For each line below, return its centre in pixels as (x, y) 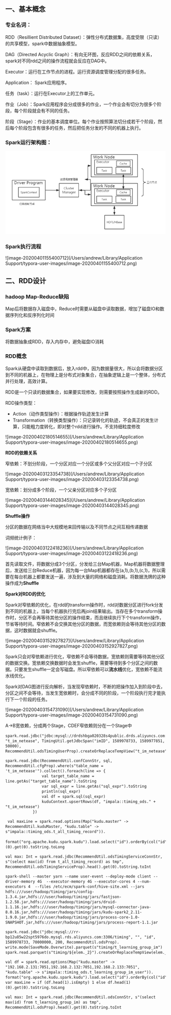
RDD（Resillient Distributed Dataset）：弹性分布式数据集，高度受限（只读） (83, 37)
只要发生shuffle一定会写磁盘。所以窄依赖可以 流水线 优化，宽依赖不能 (86, 669)
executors (16, 886)
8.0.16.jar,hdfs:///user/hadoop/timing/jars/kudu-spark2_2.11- (74, 912)
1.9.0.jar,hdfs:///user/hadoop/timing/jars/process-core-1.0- (73, 917)
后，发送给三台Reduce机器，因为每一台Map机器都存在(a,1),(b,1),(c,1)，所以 (83, 570)
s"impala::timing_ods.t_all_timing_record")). (55, 832)
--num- (144, 881)
